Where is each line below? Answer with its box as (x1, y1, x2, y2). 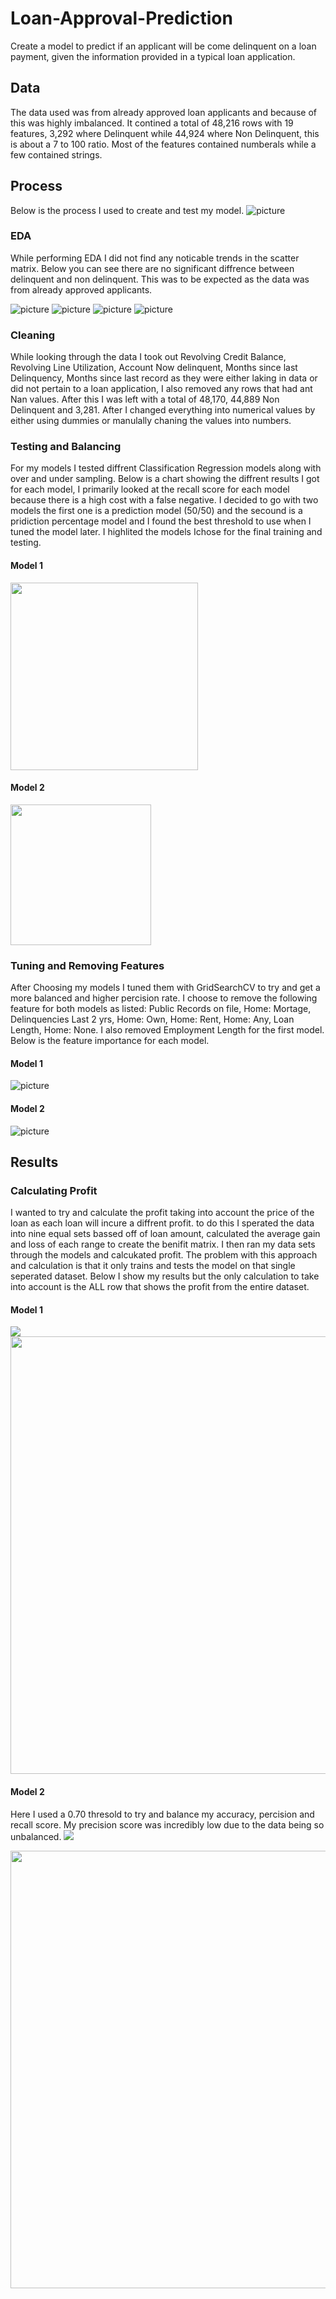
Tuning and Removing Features (10, 958, 165, 972)
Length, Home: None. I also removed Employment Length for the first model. (10, 1024, 325, 1036)
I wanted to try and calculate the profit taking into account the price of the (10, 1207, 315, 1219)
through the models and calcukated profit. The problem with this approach (10, 1249, 318, 1261)
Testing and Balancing (10, 440, 122, 454)
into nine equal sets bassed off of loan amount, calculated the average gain (10, 1228, 321, 1240)
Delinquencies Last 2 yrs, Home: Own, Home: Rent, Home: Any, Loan (10, 1013, 295, 1026)
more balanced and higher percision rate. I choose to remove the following (10, 992, 318, 1004)
